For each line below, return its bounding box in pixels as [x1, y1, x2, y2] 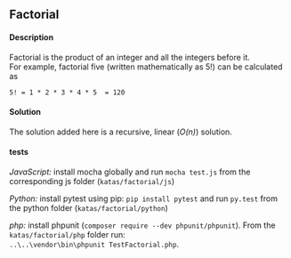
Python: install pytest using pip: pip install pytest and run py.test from [9, 193, 279, 204]
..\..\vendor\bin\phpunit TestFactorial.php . [9, 239, 180, 249]
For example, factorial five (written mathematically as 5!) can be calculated [9, 61, 283, 72]
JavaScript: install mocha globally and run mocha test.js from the [9, 166, 251, 177]
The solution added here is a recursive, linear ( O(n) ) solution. [9, 126, 233, 137]
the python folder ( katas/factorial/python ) [9, 203, 169, 213]
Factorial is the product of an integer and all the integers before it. [9, 52, 251, 62]
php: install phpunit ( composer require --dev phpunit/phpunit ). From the [9, 220, 276, 230]
